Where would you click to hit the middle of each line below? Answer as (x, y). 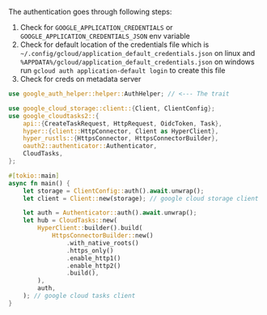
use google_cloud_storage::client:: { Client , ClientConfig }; (112, 109)
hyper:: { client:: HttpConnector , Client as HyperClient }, (121, 131)
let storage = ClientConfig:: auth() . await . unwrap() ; (114, 191)
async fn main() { (39, 183)
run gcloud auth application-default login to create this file (123, 70)
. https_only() (90, 250)
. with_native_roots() (102, 243)
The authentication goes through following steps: (90, 12)
